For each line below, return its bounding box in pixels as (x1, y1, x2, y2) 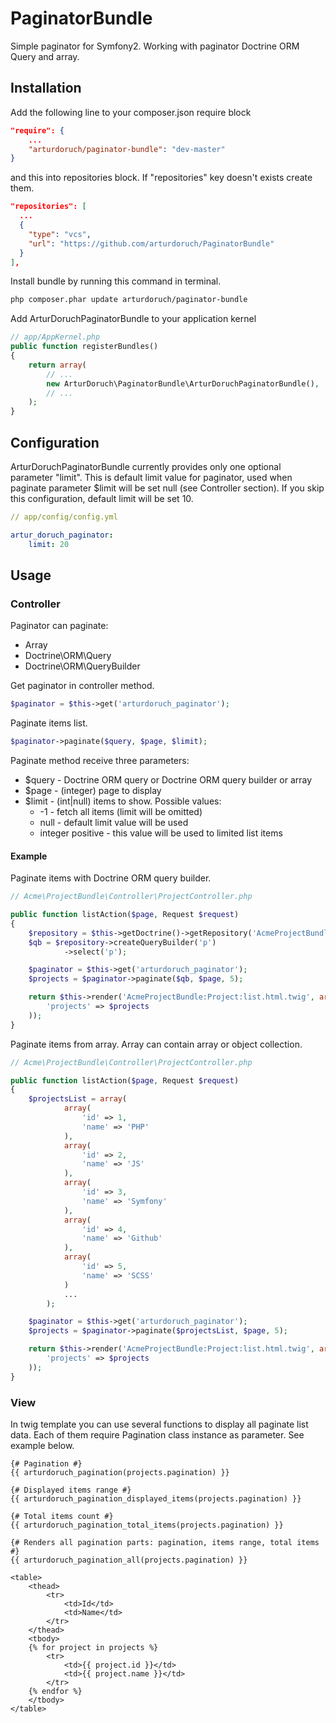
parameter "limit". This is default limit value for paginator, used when (10, 471, 293, 483)
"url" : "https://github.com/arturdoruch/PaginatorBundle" (28, 238, 275, 249)
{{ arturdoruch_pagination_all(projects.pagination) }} (10, 1555, 248, 1565)
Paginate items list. (10, 717, 88, 729)
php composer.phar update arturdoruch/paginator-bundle (10, 295, 248, 305)
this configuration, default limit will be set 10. (10, 492, 194, 504)
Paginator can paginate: (10, 620, 109, 632)
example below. (10, 1440, 75, 1451)
